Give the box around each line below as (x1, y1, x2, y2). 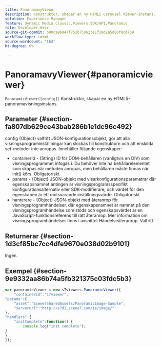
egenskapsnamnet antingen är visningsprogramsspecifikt (12, 182, 128, 187)
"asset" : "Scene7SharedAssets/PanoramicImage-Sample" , (14, 301, 125, 306)
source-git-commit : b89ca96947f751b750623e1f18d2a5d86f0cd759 (5, 30, 134, 35)
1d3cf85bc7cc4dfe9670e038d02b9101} (5, 239, 130, 248)
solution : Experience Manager (5, 16, 67, 21)
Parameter (5, 115, 38, 123)
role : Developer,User (5, 25, 49, 30)
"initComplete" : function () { (14, 319, 73, 324)
